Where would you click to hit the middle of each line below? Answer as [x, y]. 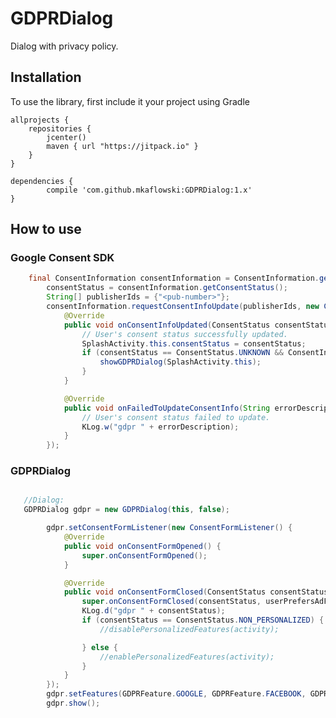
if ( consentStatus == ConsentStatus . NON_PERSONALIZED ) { [203, 620]
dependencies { [42, 181]
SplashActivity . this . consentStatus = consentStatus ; [194, 343]
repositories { [60, 128]
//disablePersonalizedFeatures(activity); [189, 629]
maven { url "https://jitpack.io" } [122, 146]
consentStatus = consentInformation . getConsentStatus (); [167, 288]
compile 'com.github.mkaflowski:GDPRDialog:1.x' [149, 190]
